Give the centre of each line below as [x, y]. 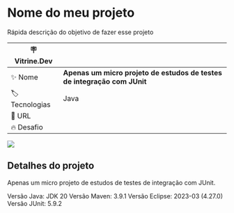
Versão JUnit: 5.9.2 [35, 203]
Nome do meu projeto [71, 13]
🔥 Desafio [27, 127]
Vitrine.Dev [33, 61]
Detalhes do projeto [51, 166]
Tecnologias [31, 104]
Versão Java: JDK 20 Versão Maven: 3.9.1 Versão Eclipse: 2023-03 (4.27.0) [115, 196]
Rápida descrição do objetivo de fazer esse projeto [80, 32]
